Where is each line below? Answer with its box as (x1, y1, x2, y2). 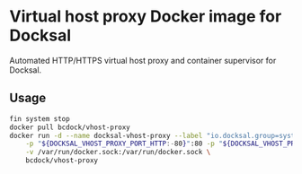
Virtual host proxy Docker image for (9, 6, 282, 27)
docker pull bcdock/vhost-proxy (9, 123, 130, 132)
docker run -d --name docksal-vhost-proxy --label (9, 131, 203, 140)
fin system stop (9, 114, 70, 123)
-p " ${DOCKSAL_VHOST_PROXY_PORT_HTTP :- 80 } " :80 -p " (25, 139, 223, 149)
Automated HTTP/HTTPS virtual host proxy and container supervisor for (9, 55, 277, 65)
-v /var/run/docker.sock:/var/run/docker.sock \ (25, 148, 211, 157)
